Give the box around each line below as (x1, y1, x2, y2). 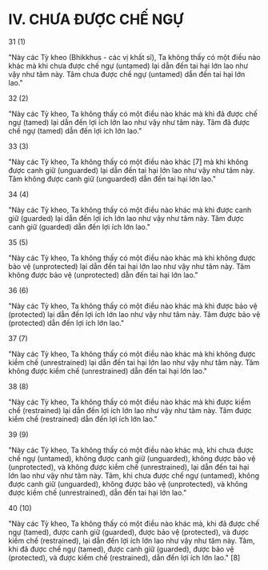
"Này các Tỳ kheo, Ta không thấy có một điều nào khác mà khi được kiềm (8, 397, 251, 407)
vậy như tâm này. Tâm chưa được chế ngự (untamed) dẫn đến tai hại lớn (8, 69, 246, 78)
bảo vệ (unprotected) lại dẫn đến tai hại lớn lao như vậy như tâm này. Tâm (8, 261, 250, 271)
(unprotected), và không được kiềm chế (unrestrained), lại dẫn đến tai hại (8, 462, 250, 472)
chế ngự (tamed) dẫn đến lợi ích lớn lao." (8, 126, 142, 135)
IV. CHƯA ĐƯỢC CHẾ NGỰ (8, 10, 184, 29)
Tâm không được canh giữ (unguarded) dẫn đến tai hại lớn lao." (8, 174, 217, 183)
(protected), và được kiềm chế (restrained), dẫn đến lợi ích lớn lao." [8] (8, 552, 241, 562)
